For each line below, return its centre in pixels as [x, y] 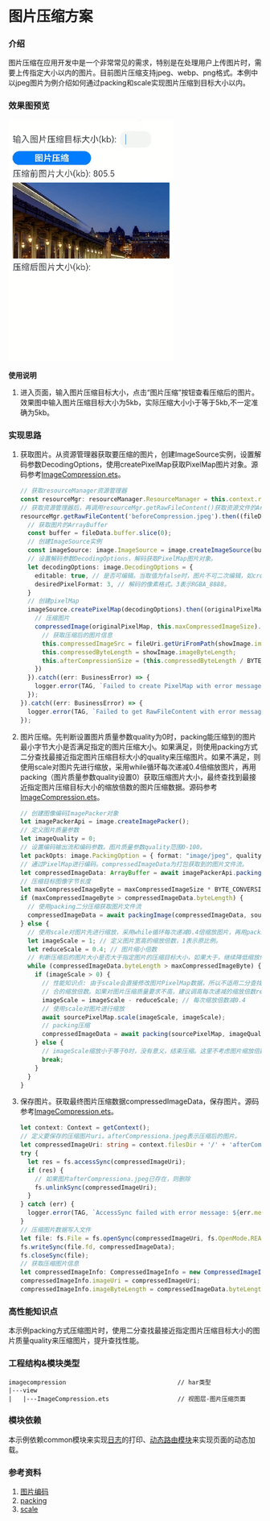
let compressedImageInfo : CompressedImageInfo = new [110, 1272]
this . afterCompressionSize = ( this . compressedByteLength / [142, 661]
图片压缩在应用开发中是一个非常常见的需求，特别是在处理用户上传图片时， [131, 63]
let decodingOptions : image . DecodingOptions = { [110, 567]
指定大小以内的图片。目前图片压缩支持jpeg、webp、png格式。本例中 [144, 73]
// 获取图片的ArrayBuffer [68, 524]
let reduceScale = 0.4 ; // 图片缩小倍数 [92, 949]
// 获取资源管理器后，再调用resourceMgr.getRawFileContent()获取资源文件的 [138, 508]
